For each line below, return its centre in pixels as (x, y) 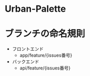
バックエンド (25, 62)
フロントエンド (28, 49)
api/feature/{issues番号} (45, 68)
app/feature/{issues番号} (46, 55)
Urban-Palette (35, 9)
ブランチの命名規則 (45, 34)
